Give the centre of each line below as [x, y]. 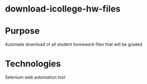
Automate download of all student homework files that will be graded [74, 44]
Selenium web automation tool [35, 77]
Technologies [33, 64]
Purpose [22, 31]
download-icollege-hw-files [63, 9]
